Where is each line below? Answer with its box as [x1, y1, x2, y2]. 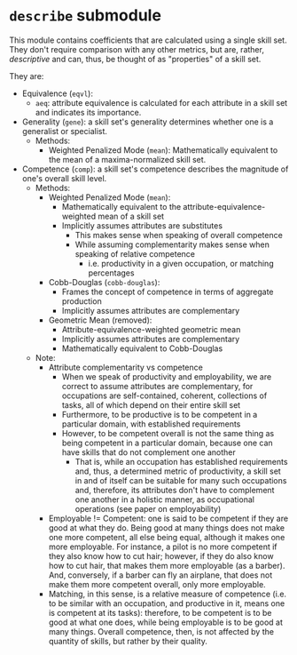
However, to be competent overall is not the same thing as [61, 427, 275, 438]
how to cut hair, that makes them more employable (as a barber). [48, 560, 285, 571]
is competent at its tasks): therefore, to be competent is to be [48, 607, 272, 618]
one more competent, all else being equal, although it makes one [48, 531, 285, 542]
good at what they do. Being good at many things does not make [48, 522, 285, 533]
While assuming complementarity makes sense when [74, 239, 270, 250]
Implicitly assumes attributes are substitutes [61, 220, 223, 231]
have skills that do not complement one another [61, 446, 237, 458]
